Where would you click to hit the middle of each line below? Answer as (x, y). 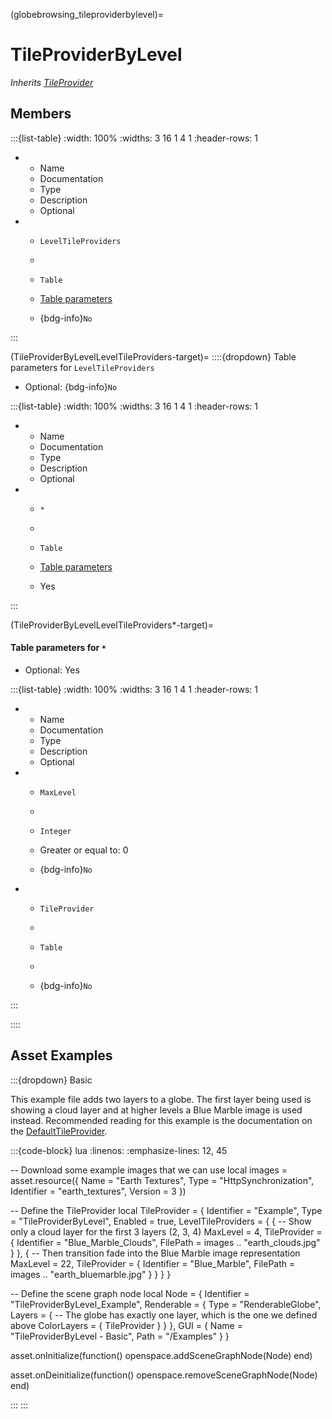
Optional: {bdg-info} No (71, 386)
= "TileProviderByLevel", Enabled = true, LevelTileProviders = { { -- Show (161, 1221)
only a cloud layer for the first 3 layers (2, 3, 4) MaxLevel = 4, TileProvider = (166, 1231)
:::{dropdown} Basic (51, 1080)
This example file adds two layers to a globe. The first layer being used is (161, 1099)
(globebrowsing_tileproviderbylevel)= (87, 14)
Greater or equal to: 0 (84, 850)
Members (41, 114)
